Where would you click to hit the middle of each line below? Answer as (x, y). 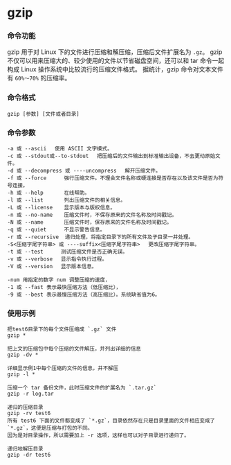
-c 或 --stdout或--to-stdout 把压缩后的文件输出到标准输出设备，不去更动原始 (111, 156)
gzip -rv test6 (29, 414)
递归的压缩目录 (25, 407)
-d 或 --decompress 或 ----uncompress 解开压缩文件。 (84, 171)
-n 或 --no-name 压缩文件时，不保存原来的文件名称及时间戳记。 (92, 215)
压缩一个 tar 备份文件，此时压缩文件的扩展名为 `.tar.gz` (82, 388)
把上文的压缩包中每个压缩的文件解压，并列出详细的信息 (74, 349)
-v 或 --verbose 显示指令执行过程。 (57, 259)
